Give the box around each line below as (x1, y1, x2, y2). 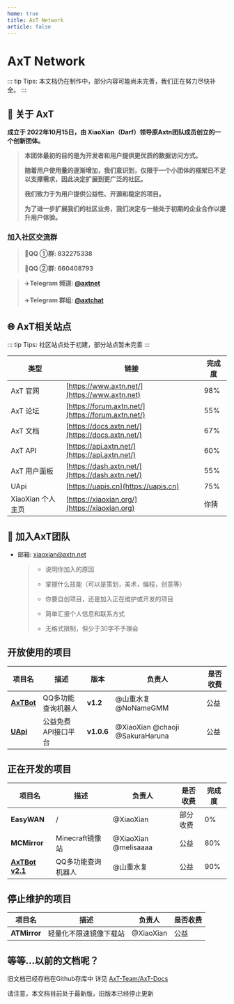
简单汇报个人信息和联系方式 (45, 610, 125, 618)
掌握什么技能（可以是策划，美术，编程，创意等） (45, 580, 186, 589)
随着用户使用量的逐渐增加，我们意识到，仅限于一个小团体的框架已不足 (24, 167, 226, 175)
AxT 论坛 (10, 406, 40, 416)
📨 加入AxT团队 (7, 530, 70, 542)
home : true (7, 10, 39, 17)
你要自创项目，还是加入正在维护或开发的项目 (45, 595, 174, 603)
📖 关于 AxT (7, 108, 54, 120)
